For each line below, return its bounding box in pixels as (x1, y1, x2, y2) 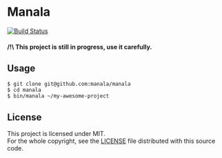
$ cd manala (7, 87, 41, 93)
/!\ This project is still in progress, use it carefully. (7, 43, 152, 51)
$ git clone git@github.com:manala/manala (7, 80, 131, 88)
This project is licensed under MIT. (7, 130, 105, 138)
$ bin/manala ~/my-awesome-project (7, 93, 110, 100)
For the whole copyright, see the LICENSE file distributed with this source (7, 137, 216, 145)
